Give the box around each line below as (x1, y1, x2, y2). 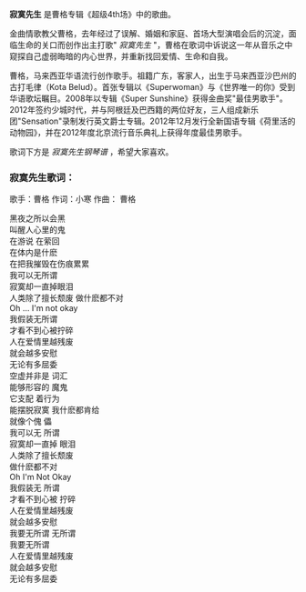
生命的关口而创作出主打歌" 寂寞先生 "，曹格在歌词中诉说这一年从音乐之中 (16, 40, 293, 50)
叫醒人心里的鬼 (9, 225, 66, 236)
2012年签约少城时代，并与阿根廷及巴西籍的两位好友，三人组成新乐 (9, 105, 260, 115)
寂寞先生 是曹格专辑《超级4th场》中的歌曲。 (9, 9, 176, 19)
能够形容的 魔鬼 (9, 382, 68, 393)
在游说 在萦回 (9, 236, 60, 246)
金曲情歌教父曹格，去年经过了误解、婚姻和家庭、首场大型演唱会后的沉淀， (9, 28, 289, 39)
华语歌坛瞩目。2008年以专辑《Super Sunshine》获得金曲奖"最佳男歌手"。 (9, 93, 289, 104)
